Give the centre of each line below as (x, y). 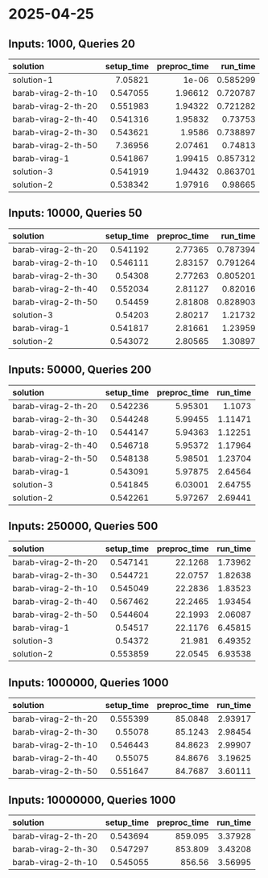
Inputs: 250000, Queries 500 (83, 526)
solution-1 (33, 80)
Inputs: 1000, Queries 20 (72, 44)
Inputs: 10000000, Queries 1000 (92, 799)
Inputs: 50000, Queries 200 (80, 370)
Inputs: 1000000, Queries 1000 (89, 683)
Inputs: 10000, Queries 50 (75, 213)
